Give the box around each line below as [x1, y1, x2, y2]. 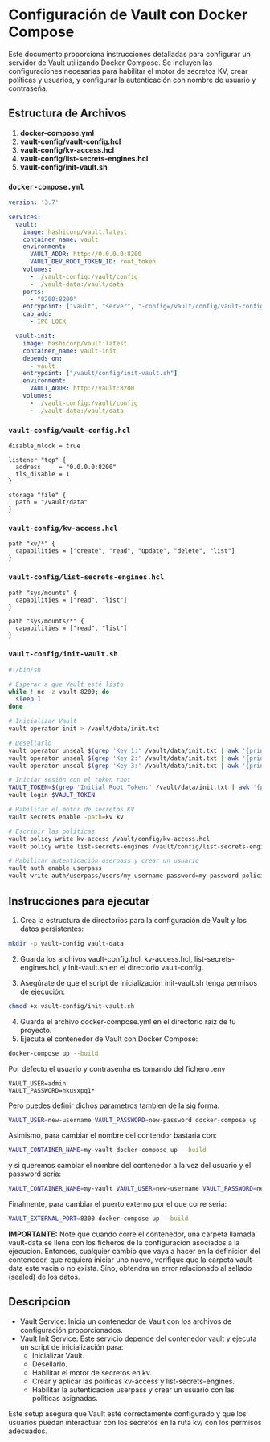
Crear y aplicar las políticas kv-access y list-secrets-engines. [31, 1376, 235, 1386]
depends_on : [22, 354, 63, 362]
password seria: [8, 1169, 62, 1179]
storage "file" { [8, 491, 67, 499]
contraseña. [8, 83, 48, 93]
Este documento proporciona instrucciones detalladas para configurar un [8, 49, 251, 59]
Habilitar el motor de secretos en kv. [31, 1367, 153, 1377]
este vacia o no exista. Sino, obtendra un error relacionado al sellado [24, 1264, 252, 1273]
